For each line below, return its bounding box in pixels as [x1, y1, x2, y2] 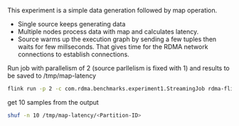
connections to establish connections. [17, 50, 129, 58]
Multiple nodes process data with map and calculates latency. [17, 28, 199, 36]
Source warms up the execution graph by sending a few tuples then [17, 35, 217, 43]
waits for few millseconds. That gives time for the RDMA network [17, 43, 208, 51]
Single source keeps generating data [17, 20, 126, 28]
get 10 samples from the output [7, 98, 100, 106]
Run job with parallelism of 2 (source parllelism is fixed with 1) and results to [7, 64, 230, 72]
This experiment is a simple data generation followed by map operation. [7, 6, 218, 14]
